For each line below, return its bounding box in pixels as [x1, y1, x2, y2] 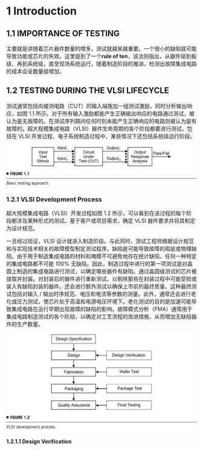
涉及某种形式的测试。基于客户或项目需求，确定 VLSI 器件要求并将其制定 [16, 217, 196, 225]
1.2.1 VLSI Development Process [6, 195, 102, 203]
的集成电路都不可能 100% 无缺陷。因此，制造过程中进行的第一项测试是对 [6, 260, 187, 267]
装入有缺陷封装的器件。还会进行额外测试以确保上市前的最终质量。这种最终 [6, 283, 192, 290]
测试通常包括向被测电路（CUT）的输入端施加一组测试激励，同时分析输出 [6, 102, 187, 109]
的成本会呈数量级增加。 [6, 68, 65, 75]
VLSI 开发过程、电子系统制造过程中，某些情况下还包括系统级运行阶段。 [18, 132, 196, 139]
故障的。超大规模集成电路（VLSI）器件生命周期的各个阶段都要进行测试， [6, 125, 187, 132]
